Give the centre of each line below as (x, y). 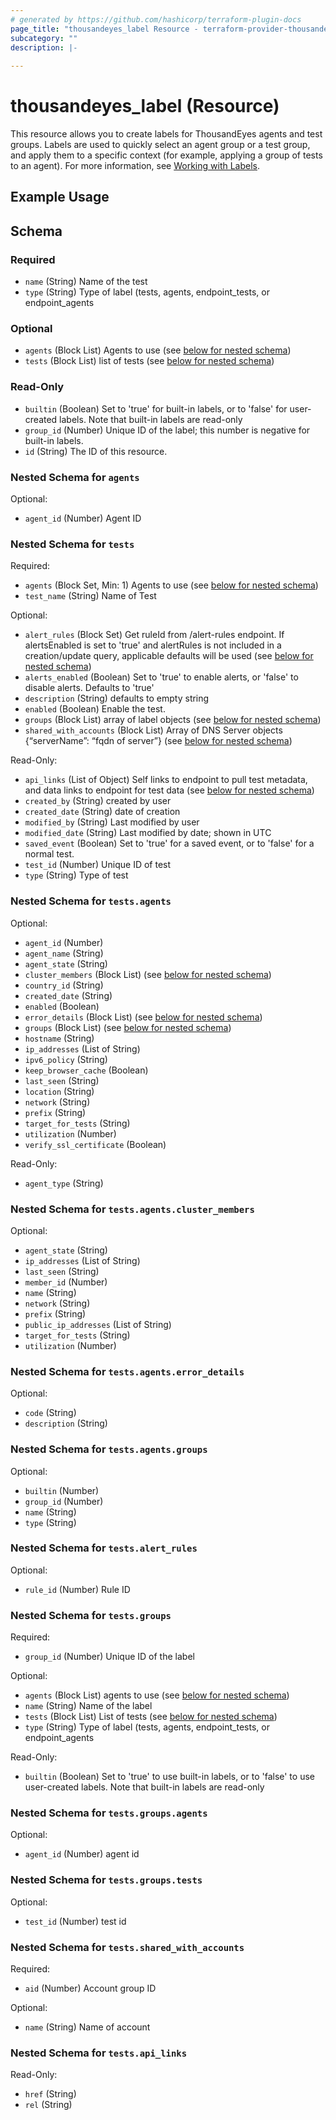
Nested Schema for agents (75, 477)
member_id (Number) (66, 1282)
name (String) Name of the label (88, 1706)
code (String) (50, 1413)
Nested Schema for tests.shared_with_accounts (127, 1947)
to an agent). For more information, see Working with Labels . (135, 166)
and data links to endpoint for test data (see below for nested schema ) (169, 790)
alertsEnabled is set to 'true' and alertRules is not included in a (153, 645)
